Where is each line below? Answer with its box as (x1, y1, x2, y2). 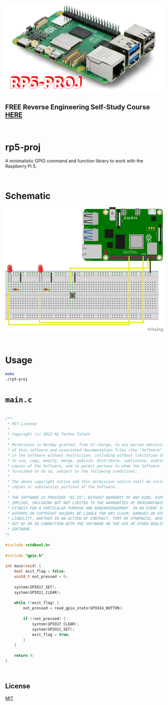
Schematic (5, 190, 51, 202)
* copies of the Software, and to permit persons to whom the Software (7, 463, 160, 469)
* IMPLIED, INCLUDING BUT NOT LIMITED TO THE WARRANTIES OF (7, 500, 135, 505)
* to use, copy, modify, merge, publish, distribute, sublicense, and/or (7, 458, 164, 463)
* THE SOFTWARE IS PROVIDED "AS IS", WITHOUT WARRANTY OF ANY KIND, (7, 495, 153, 500)
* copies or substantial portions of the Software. (7, 485, 117, 490)
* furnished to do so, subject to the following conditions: (7, 469, 137, 474)
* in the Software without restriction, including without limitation (7, 453, 157, 458)
